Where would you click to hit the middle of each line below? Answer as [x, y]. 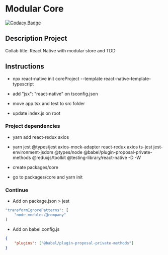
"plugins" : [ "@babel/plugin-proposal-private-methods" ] [74, 243]
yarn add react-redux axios [41, 137]
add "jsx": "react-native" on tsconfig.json [55, 94]
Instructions [25, 67]
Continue [17, 190]
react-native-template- [128, 78]
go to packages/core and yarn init [48, 177]
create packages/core [35, 167]
